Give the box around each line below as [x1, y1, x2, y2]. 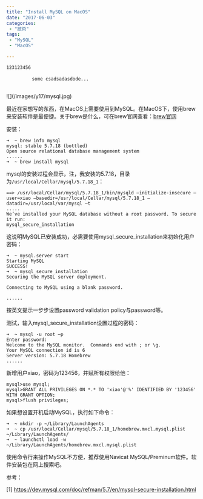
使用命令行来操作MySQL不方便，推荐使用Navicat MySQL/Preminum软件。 [6, 453, 192, 460]
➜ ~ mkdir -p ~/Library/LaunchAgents [6, 420, 104, 427]
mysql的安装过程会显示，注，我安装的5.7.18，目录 [6, 170, 130, 177]
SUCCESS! [6, 263, 28, 269]
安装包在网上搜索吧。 [11, 461, 65, 468]
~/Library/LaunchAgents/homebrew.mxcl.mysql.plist [6, 441, 137, 448]
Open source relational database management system [6, 148, 139, 154]
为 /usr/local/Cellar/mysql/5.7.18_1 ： [6, 177, 104, 185]
